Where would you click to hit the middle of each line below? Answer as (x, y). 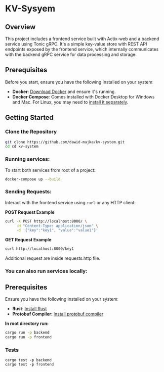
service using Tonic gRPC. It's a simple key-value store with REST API (76, 44)
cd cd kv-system (22, 146)
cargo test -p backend (28, 360)
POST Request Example (30, 212)
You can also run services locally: (46, 271)
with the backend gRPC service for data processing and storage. (71, 54)
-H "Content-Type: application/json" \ (57, 226)
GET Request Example (28, 240)
